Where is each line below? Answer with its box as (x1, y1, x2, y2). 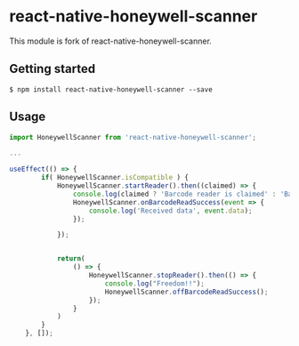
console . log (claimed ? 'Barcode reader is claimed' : (72, 189, 277, 198)
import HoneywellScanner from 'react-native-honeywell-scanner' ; (9, 133, 256, 141)
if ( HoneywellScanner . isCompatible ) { (41, 173, 190, 182)
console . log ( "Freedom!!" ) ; (104, 278, 205, 288)
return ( (56, 254, 86, 263)
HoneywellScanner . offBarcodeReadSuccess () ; (104, 287, 269, 296)
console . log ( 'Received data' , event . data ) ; (88, 206, 253, 215)
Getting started (9, 61, 96, 76)
